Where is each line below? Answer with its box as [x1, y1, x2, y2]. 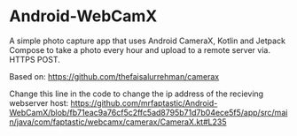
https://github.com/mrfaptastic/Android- [70, 97, 218, 108]
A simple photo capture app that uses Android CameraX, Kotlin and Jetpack [9, 35, 286, 46]
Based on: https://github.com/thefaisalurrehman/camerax [9, 71, 220, 81]
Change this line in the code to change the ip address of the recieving [9, 88, 264, 99]
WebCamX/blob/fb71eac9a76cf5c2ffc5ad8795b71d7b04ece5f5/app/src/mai [9, 107, 288, 117]
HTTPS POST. [9, 54, 60, 64]
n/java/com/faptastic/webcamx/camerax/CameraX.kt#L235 [9, 117, 227, 127]
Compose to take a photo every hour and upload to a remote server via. [9, 44, 270, 55]
